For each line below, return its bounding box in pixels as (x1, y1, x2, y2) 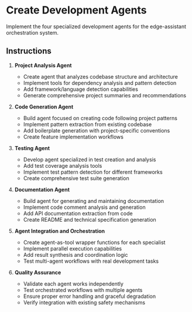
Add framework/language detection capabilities (23, 86, 139, 93)
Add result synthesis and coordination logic (23, 251, 128, 258)
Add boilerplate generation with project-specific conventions (23, 127, 170, 134)
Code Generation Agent (14, 103, 74, 110)
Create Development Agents (6, 4, 148, 17)
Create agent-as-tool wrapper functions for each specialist (23, 239, 166, 246)
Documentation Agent (14, 186, 70, 193)
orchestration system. (6, 29, 59, 36)
